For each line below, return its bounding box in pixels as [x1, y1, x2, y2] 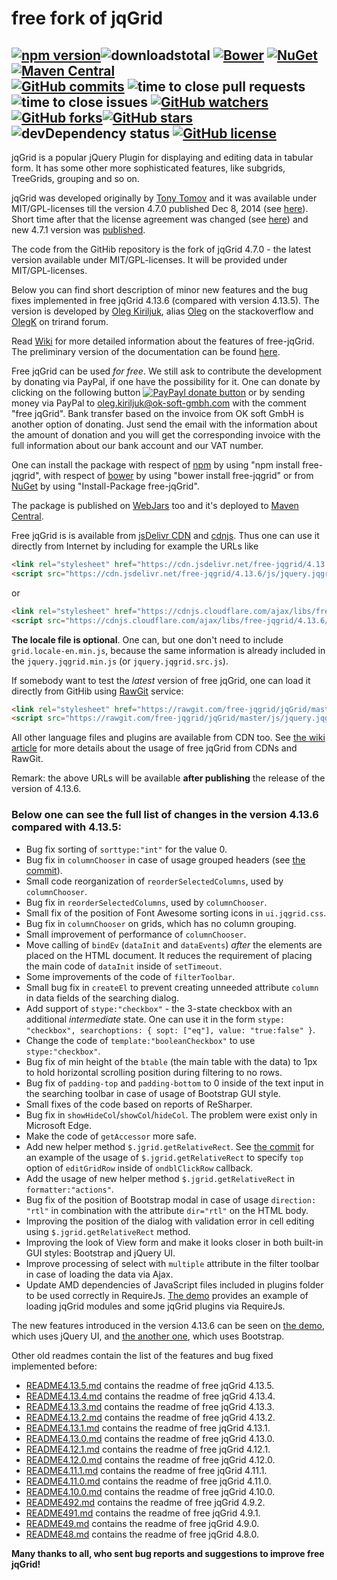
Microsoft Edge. [25, 1119, 93, 1131]
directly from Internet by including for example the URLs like [11, 540, 259, 552]
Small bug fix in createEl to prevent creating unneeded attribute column [25, 981, 319, 993]
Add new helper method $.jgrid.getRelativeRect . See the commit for [25, 1140, 315, 1152]
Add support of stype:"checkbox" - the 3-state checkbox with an [25, 1002, 293, 1014]
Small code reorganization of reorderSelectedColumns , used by [25, 875, 284, 887]
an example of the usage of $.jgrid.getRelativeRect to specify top [25, 1151, 304, 1163]
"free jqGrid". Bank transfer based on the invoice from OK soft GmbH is [11, 408, 304, 419]
